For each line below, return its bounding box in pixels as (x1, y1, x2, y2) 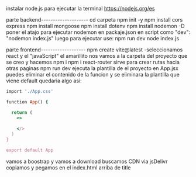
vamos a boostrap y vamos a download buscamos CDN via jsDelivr (6, 158, 168, 165)
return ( (11, 109, 33, 116)
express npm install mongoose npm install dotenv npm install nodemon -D (6, 23, 185, 29)
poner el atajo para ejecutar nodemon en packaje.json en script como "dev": (6, 29, 191, 36)
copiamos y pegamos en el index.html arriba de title (6, 164, 131, 171)
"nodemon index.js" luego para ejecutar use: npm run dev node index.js (6, 35, 180, 41)
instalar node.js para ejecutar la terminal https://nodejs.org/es (6, 5, 155, 12)
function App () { (6, 99, 49, 105)
